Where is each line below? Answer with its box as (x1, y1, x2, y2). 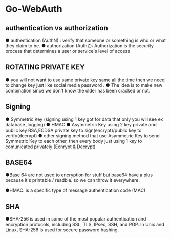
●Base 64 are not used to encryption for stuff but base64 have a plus (5, 172, 153, 178)
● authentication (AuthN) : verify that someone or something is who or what (5, 37, 166, 43)
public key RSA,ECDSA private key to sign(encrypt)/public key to (5, 127, 142, 133)
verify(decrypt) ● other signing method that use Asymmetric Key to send (5, 132, 160, 139)
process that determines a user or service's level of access (5, 48, 131, 54)
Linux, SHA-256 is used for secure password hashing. (5, 227, 119, 233)
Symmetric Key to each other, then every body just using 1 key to (5, 138, 142, 144)
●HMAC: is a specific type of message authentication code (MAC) (5, 187, 146, 193)
